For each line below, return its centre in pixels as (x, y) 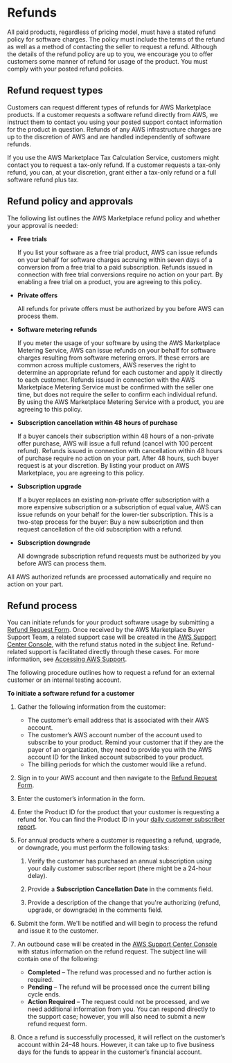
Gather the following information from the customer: (91, 707)
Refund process (42, 605)
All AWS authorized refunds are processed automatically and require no (109, 577)
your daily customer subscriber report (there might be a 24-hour (119, 868)
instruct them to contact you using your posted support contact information (115, 122)
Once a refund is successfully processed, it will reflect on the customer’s (121, 1037)
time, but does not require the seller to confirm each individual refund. (117, 394)
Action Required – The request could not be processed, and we (118, 1002)
